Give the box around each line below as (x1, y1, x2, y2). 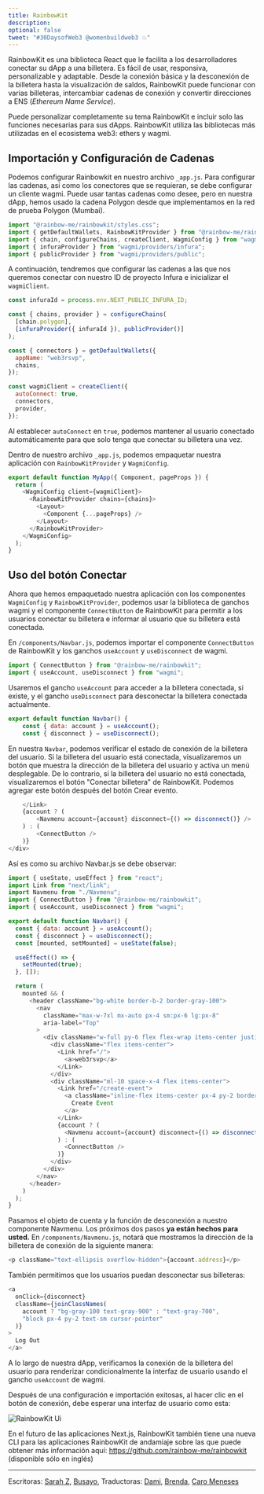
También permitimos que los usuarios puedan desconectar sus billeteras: (8, 1271, 246, 1280)
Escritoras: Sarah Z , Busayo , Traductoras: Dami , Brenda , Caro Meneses (8, 1477, 240, 1486)
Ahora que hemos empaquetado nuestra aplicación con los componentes (8, 589, 246, 598)
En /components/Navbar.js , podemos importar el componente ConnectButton (8, 638, 254, 647)
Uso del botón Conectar (8, 568, 127, 582)
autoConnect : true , (15, 390, 79, 398)
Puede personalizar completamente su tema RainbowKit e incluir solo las (8, 112, 244, 122)
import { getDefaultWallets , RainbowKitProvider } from (8, 228, 195, 236)
